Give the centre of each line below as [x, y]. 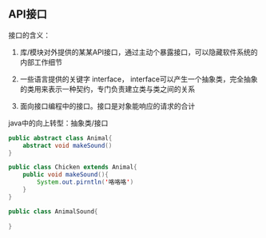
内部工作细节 [41, 61]
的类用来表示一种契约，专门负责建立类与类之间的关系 [107, 89]
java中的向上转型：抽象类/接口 [58, 123]
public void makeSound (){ [66, 175]
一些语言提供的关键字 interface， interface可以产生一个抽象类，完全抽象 [139, 79]
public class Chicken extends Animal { [73, 167]
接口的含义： [29, 35]
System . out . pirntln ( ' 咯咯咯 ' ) [85, 182]
